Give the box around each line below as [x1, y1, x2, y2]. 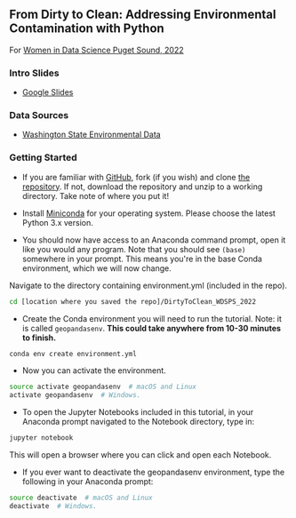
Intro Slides [9, 67, 60, 79]
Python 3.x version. [21, 217, 93, 227]
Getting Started [9, 151, 77, 163]
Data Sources [9, 109, 69, 122]
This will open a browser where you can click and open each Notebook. [9, 450, 272, 460]
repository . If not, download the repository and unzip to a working [21, 181, 263, 192]
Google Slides [21, 87, 74, 98]
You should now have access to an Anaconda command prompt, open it [21, 235, 286, 245]
